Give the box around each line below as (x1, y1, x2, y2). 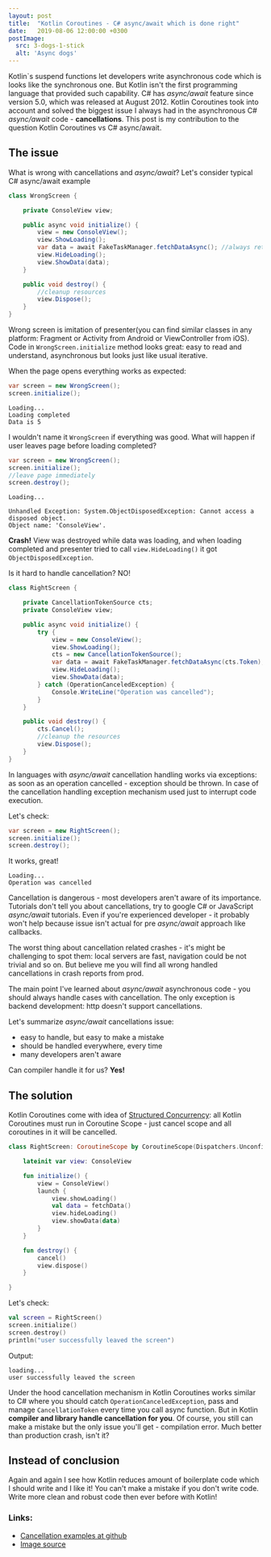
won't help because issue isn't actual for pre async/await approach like (8, 918, 246, 928)
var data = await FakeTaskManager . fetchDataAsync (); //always (37, 244, 251, 252)
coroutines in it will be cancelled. (8, 1127, 118, 1137)
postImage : (8, 34, 45, 43)
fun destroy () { (23, 1247, 78, 1255)
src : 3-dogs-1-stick (15, 42, 85, 50)
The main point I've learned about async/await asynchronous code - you (8, 985, 252, 994)
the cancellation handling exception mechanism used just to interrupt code (8, 787, 256, 797)
